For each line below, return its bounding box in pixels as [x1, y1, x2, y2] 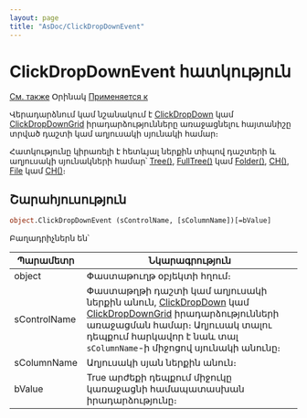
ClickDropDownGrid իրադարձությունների [86, 308, 280, 320]
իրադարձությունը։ [86, 394, 177, 407]
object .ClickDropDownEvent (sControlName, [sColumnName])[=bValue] [9, 216, 272, 225]
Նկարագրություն [148, 255, 231, 267]
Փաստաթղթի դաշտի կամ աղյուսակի [86, 285, 268, 298]
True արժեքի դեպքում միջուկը [86, 371, 233, 384]
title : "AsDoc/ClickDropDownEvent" [9, 22, 145, 31]
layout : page [9, 13, 59, 23]
